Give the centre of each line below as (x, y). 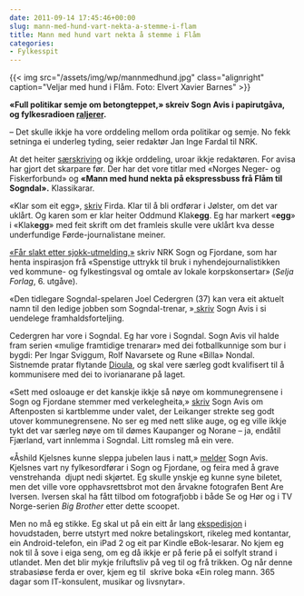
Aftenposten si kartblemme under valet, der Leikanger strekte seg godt (142, 412)
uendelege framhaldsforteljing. (67, 318)
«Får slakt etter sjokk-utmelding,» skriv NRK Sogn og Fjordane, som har (143, 253)
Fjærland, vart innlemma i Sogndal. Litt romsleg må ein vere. (122, 441)
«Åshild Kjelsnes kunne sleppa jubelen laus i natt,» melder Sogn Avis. (139, 458)
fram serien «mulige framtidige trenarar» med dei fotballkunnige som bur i (148, 345)
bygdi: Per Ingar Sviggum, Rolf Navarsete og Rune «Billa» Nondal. (132, 355)
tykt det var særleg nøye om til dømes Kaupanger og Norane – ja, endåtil (145, 431)
